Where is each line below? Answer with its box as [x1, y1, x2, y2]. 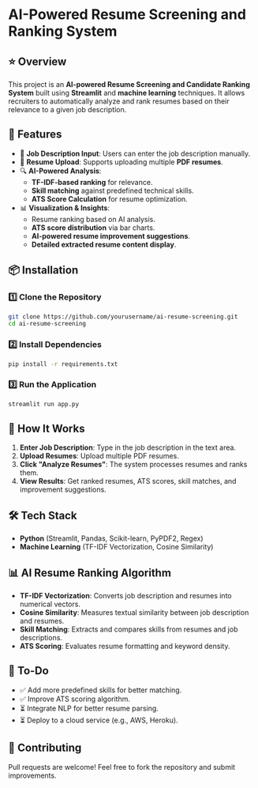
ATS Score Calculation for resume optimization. [31, 194, 188, 203]
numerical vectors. [19, 599, 81, 609]
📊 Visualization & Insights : [19, 203, 110, 213]
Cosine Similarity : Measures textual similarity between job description [19, 608, 249, 617]
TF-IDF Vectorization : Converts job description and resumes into [19, 591, 232, 601]
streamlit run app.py [8, 400, 80, 408]
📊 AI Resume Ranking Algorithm [8, 566, 172, 579]
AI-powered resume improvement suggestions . [31, 231, 191, 240]
